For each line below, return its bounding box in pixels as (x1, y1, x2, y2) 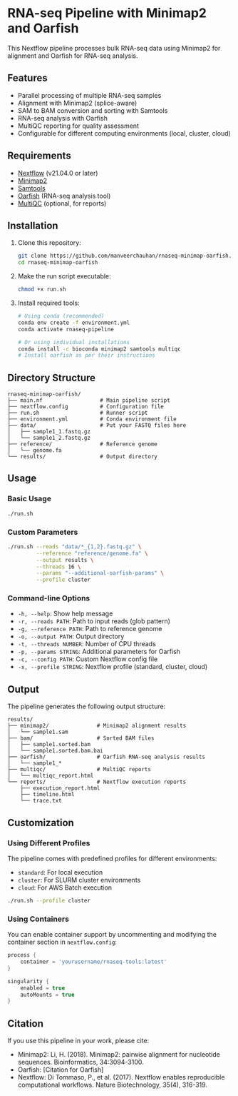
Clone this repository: (17, 238, 81, 247)
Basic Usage (7, 494, 52, 504)
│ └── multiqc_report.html (7, 773, 94, 780)
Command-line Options (7, 593, 90, 603)
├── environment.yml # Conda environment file (7, 416, 177, 423)
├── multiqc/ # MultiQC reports (7, 766, 152, 773)
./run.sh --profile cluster (7, 897, 91, 904)
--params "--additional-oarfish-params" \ (36, 570, 164, 577)
